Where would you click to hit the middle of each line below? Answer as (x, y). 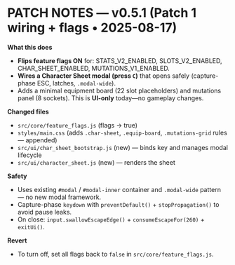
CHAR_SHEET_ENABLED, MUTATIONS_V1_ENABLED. (93, 68)
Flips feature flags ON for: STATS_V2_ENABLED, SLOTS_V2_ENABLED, (120, 60)
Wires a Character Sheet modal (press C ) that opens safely (103, 76)
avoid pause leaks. (45, 212)
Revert (17, 240)
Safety (17, 176)
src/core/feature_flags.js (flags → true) (78, 125)
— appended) (37, 140)
